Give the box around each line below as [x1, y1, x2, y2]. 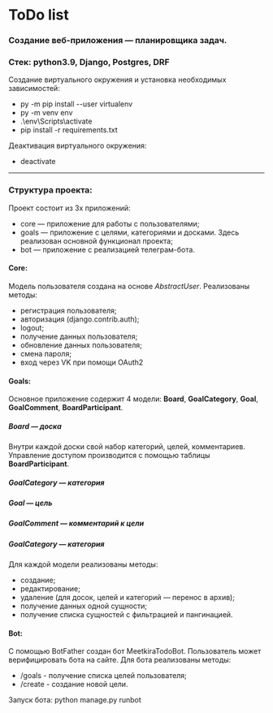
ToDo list [8, 6, 69, 24]
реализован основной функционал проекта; [19, 236, 173, 245]
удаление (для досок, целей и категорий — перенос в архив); [19, 593, 236, 603]
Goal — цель [8, 498, 53, 508]
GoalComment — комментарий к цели [8, 518, 145, 529]
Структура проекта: [8, 184, 93, 196]
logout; [19, 322, 45, 332]
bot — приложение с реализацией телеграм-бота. [19, 244, 195, 254]
